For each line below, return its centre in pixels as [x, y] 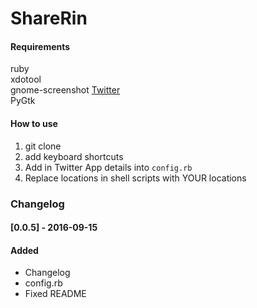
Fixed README [55, 294]
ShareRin [49, 18]
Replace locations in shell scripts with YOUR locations [135, 178]
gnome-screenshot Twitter [65, 90]
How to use [34, 123]
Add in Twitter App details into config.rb [108, 167]
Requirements [40, 46]
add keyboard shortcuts [74, 156]
